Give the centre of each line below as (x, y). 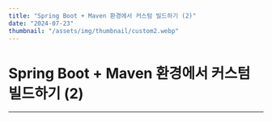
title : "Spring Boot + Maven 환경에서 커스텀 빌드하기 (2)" (102, 16)
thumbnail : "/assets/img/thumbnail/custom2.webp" (94, 31)
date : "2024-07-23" (41, 23)
